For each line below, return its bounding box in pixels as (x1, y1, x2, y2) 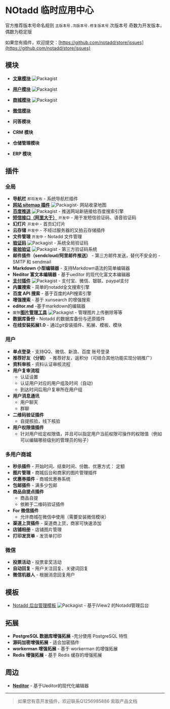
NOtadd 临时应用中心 (5, 5, 94, 16)
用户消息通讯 (12, 392, 39, 398)
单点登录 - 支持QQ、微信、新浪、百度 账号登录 (12, 348, 110, 354)
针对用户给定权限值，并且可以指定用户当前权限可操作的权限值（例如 (20, 430, 162, 436)
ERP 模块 (12, 150, 31, 157)
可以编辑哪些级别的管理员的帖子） (20, 437, 92, 443)
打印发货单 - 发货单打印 (12, 533, 62, 539)
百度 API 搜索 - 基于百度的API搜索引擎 (12, 290, 92, 296)
